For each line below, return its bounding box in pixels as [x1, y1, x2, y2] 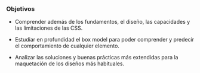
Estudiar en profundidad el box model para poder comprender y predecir [14, 36, 195, 43]
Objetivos [6, 5, 35, 13]
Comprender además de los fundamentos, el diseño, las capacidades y [14, 18, 190, 26]
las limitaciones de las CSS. [14, 24, 83, 31]
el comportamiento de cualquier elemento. [14, 42, 119, 49]
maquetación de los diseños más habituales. [14, 60, 124, 67]
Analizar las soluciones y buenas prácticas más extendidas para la [14, 54, 179, 61]
